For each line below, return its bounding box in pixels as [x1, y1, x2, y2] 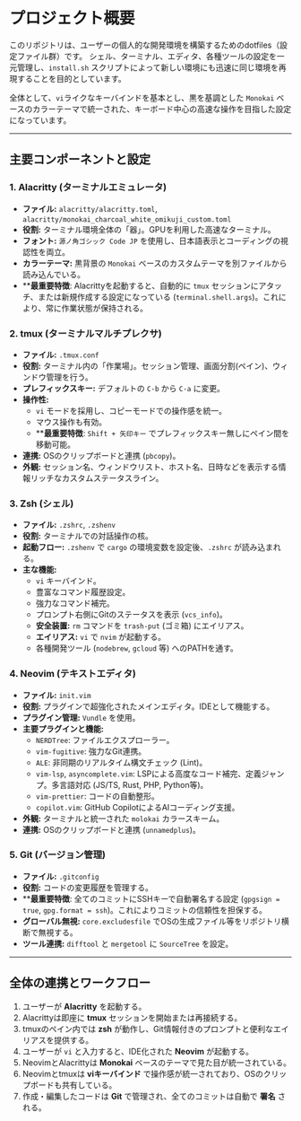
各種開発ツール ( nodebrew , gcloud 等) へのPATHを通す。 [35, 643, 239, 653]
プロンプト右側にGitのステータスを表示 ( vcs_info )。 [35, 609, 228, 620]
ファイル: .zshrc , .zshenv [21, 520, 116, 530]
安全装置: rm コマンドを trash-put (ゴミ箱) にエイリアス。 [35, 620, 249, 631]
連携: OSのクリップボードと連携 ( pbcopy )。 [21, 450, 181, 460]
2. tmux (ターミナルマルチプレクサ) [9, 327, 163, 339]
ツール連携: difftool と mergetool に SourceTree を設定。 [21, 938, 234, 949]
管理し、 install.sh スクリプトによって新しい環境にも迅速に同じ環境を [16, 62, 279, 73]
